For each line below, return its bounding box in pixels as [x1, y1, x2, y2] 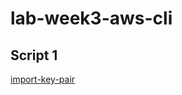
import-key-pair [10, 73, 76, 85]
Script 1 [10, 47, 58, 64]
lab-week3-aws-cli [10, 7, 173, 30]
